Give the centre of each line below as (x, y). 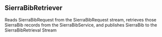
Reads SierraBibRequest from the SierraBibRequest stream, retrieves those (81, 19)
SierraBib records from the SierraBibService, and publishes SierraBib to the (81, 25)
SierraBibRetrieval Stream (31, 30)
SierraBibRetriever (33, 8)
